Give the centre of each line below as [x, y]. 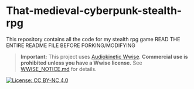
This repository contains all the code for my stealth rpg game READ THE [93, 39]
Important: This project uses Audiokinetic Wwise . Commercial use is [104, 56]
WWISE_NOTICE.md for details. [58, 69]
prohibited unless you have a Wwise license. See [81, 63]
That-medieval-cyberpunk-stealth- [94, 11]
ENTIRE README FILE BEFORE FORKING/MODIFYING [71, 45]
